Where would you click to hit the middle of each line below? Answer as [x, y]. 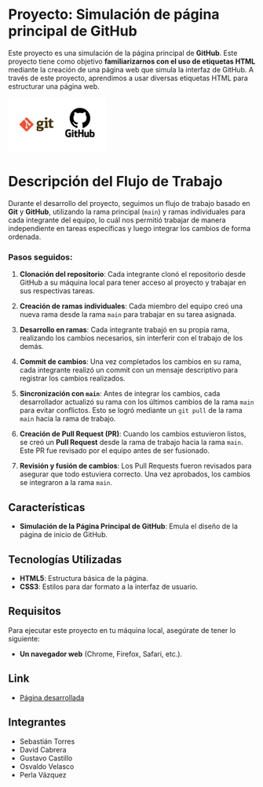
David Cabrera [43, 749]
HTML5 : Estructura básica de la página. [84, 579]
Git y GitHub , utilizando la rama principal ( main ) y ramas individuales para [127, 212]
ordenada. [25, 237]
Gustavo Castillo [46, 758]
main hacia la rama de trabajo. [68, 419]
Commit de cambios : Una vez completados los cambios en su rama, [130, 362]
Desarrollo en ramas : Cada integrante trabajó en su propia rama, [124, 330]
